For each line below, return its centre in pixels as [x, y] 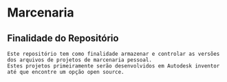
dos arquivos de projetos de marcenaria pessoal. [80, 60]
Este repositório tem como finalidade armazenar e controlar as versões [113, 54]
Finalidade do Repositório [63, 38]
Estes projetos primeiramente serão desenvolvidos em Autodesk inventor [113, 66]
